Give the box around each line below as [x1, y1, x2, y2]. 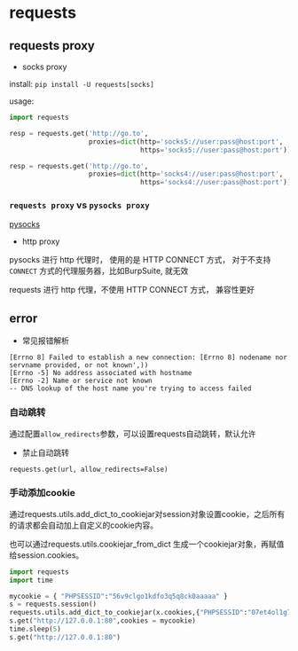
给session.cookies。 [9, 549, 84, 561]
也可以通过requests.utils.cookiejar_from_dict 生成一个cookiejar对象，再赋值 [9, 538, 285, 549]
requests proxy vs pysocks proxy [9, 199, 150, 211]
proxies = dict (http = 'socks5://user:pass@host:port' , [88, 137, 284, 146]
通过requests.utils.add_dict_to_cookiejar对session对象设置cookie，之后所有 [9, 508, 286, 519]
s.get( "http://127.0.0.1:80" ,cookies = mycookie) [9, 616, 197, 625]
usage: [9, 96, 35, 106]
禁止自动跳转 [21, 447, 69, 458]
